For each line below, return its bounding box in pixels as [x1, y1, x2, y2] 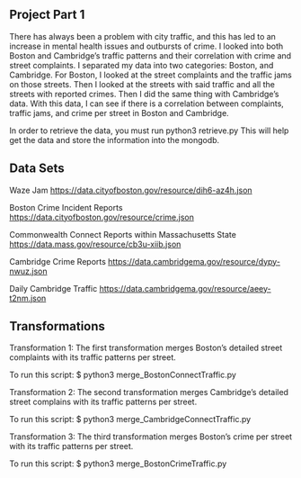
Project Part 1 [9, 7, 85, 23]
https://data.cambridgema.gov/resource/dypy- [107, 256, 281, 266]
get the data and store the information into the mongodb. [9, 134, 220, 145]
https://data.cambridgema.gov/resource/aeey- [99, 283, 271, 293]
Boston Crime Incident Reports [9, 202, 123, 212]
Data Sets [9, 161, 65, 176]
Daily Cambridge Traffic [9, 283, 98, 293]
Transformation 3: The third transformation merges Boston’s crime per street [9, 431, 293, 442]
